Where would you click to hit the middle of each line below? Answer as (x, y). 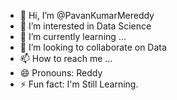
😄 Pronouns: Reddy (61, 73)
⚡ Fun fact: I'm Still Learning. (79, 84)
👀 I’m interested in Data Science (85, 26)
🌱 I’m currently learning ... (73, 36)
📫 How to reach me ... (66, 58)
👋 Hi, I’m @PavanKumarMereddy (87, 15)
